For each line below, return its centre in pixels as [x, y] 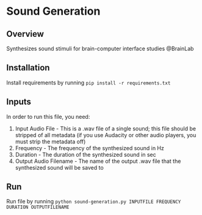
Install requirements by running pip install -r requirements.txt [88, 82]
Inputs [19, 102]
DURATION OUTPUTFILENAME [38, 207]
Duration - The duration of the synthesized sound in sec [86, 154]
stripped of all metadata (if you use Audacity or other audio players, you [106, 135]
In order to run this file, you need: [48, 116]
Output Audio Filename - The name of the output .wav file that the [98, 161]
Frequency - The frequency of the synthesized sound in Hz [90, 148]
